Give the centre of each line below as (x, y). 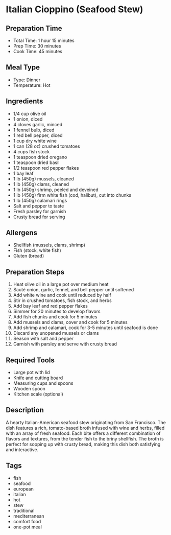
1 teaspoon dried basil (36, 162)
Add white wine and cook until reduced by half (62, 295)
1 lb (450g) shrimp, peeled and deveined (56, 190)
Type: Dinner (27, 80)
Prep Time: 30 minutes (37, 46)
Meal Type (23, 67)
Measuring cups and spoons (43, 383)
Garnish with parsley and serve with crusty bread (65, 344)
